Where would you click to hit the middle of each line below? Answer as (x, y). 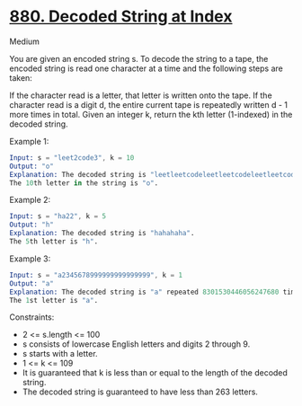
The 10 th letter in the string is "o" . (84, 183)
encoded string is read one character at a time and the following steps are (146, 68)
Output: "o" (31, 166)
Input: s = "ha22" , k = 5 (58, 216)
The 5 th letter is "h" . (54, 242)
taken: (21, 77)
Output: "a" (31, 283)
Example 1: (29, 141)
